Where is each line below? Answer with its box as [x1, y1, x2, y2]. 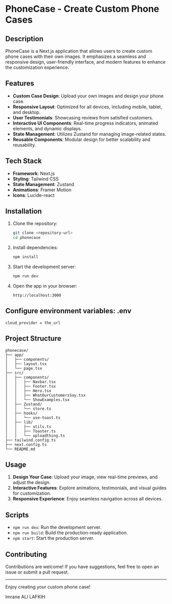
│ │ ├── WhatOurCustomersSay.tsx [5, 393, 86, 398]
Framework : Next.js [12, 170, 55, 176]
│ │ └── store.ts [5, 406, 52, 411]
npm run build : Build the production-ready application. [12, 530, 128, 536]
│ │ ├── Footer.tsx [5, 384, 56, 389]
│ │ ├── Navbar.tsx [5, 379, 56, 385]
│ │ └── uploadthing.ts [5, 433, 66, 438]
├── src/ [5, 370, 24, 375]
